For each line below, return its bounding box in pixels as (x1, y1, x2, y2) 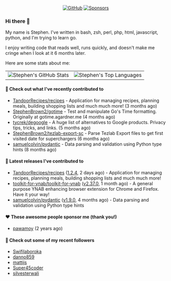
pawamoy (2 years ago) (12, 225, 63, 231)
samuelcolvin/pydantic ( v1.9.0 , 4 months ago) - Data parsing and (12, 196, 149, 203)
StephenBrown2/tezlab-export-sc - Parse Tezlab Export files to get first (12, 130, 163, 136)
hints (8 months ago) (12, 146, 57, 152)
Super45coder (12, 265, 43, 271)
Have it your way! (12, 191, 50, 197)
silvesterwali (12, 270, 39, 276)
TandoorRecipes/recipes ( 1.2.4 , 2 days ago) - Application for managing (12, 169, 162, 175)
